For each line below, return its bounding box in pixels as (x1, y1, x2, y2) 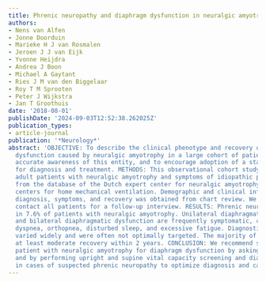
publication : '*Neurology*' (8, 136, 101, 145)
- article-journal (8, 129, 69, 137)
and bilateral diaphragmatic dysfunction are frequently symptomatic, (15, 217, 253, 225)
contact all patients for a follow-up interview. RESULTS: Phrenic (15, 202, 243, 210)
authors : (8, 19, 37, 27)
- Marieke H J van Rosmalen (8, 41, 101, 49)
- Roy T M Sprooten (8, 85, 73, 93)
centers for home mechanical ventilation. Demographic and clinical (15, 187, 246, 196)
